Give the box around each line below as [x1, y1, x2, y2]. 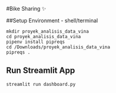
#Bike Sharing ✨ [6, 5, 46, 12]
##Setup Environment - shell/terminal [6, 17, 98, 24]
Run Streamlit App [6, 66, 76, 76]
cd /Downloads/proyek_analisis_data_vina [6, 44, 111, 50]
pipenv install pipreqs [6, 39, 65, 45]
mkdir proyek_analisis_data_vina [6, 29, 89, 35]
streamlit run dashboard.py [6, 81, 76, 87]
